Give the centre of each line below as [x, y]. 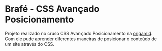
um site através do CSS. [30, 44]
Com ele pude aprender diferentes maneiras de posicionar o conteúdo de [81, 39]
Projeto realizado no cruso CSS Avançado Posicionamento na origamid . [79, 33]
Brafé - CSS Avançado [52, 9]
